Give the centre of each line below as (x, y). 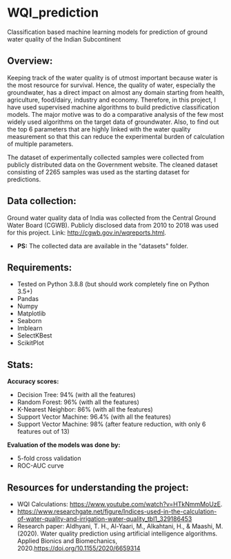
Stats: (20, 365)
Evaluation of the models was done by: (64, 445)
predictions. (24, 179)
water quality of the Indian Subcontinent (64, 39)
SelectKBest (34, 336)
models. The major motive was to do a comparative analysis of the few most (115, 114)
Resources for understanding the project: (98, 487)
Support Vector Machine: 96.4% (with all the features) (94, 417)
